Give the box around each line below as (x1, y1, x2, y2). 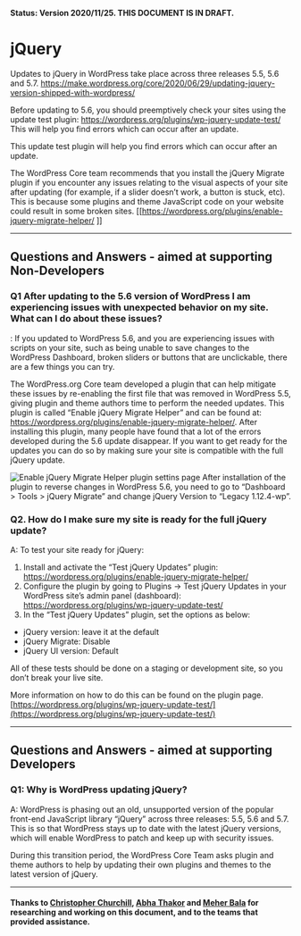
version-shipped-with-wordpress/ (10, 87, 136, 97)
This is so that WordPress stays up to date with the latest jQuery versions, (10, 823, 282, 833)
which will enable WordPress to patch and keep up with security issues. (10, 832, 274, 843)
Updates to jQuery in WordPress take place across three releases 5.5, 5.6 (10, 68, 280, 79)
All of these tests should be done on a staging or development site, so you (10, 663, 284, 673)
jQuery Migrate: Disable (22, 636, 111, 647)
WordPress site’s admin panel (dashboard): (22, 589, 182, 601)
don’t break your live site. (10, 672, 104, 682)
